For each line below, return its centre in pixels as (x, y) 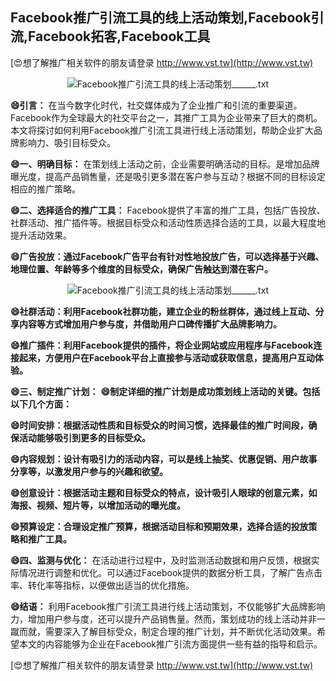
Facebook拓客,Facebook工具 (119, 36)
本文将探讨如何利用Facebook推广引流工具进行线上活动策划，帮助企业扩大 (162, 130)
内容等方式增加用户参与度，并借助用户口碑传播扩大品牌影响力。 (150, 324)
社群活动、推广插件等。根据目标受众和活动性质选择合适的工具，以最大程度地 (168, 222)
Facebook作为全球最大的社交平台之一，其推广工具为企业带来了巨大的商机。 (166, 117)
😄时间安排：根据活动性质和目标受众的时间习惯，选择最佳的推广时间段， (159, 425)
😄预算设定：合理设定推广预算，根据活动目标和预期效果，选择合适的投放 (159, 526)
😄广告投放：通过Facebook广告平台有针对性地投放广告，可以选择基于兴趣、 (167, 256)
